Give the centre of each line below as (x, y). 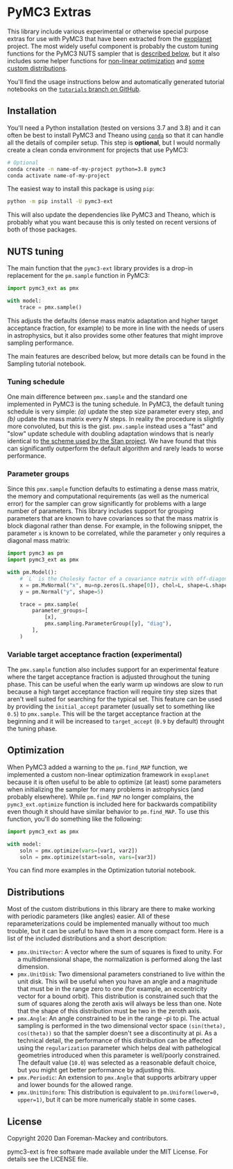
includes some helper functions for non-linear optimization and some (106, 60)
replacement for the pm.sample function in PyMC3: (79, 276)
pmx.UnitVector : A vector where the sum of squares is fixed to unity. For (120, 952)
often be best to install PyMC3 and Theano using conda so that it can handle (115, 135)
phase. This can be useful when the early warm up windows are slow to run (115, 685)
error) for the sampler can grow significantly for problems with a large (107, 504)
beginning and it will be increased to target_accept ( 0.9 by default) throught (116, 721)
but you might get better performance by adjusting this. (96, 1070)
